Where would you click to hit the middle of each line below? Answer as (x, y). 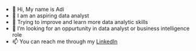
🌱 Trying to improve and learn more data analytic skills (80, 22)
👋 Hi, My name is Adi (38, 9)
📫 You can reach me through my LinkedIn (65, 41)
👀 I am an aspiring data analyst (50, 16)
